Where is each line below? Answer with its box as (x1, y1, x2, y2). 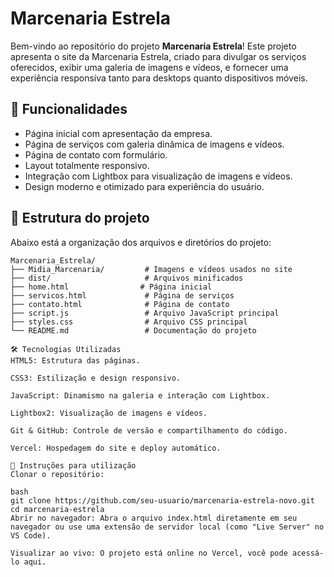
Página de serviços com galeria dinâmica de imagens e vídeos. (24, 138, 285, 150)
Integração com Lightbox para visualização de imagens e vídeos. (24, 170, 293, 182)
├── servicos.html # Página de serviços (10, 290, 235, 301)
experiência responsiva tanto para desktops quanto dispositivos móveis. (10, 72, 308, 84)
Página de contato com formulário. (24, 148, 168, 161)
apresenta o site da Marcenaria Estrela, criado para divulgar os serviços (10, 50, 307, 62)
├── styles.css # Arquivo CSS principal (10, 317, 248, 327)
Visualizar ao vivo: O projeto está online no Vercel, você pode (10, 548, 288, 558)
